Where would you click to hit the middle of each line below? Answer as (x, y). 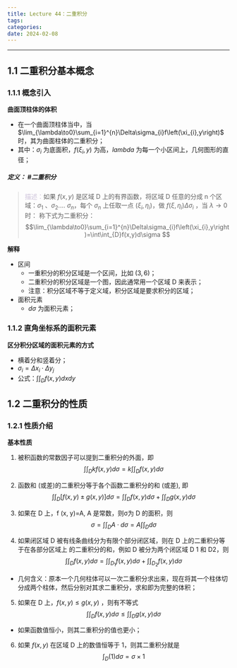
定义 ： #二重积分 (32, 177)
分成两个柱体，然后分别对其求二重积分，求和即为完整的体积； (107, 587)
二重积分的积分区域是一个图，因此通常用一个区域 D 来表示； (115, 282)
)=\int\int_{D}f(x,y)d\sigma (122, 234)
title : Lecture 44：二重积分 (48, 14)
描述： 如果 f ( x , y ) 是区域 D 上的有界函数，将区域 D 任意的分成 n (116, 196)
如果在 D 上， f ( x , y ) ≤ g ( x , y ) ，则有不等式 (78, 602)
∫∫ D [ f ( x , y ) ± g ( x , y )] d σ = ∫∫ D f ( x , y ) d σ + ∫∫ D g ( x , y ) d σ (124, 497)
